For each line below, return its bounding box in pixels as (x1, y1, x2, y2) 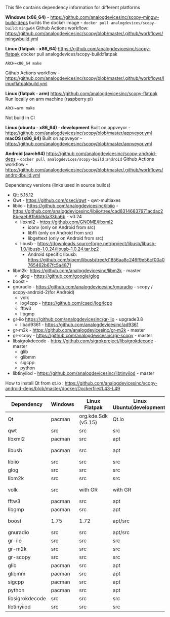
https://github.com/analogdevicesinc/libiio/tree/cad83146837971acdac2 (12, 208, 163, 214)
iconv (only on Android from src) (27, 224, 96, 230)
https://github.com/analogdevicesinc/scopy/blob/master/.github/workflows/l (5, 75, 164, 81)
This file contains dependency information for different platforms (5, 5, 140, 10)
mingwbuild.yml (5, 36, 38, 42)
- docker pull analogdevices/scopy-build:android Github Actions (17, 156, 154, 162)
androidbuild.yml (5, 172, 40, 178)
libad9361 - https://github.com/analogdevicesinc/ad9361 (20, 321, 139, 328)
